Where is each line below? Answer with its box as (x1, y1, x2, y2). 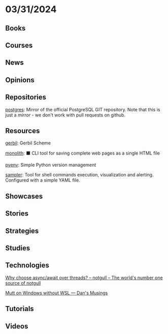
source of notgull (5, 280, 41, 286)
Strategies (5, 226, 39, 235)
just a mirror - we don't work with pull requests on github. (5, 112, 126, 118)
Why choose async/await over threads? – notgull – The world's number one (5, 275, 163, 281)
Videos (5, 322, 28, 330)
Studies (5, 244, 30, 252)
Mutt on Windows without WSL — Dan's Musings (5, 290, 108, 296)
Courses (5, 41, 33, 49)
